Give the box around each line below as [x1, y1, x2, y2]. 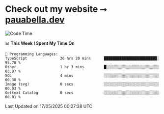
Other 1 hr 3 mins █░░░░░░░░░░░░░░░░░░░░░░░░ [5, 64, 160, 69]
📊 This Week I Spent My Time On [5, 40, 75, 46]
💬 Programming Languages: [5, 52, 58, 57]
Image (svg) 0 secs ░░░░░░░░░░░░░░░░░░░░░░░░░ [5, 82, 160, 86]
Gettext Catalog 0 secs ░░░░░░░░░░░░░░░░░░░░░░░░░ [5, 90, 160, 95]
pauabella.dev [5, 14, 65, 26]
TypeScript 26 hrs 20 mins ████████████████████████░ [5, 56, 160, 61]
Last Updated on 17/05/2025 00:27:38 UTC [5, 103, 93, 109]
